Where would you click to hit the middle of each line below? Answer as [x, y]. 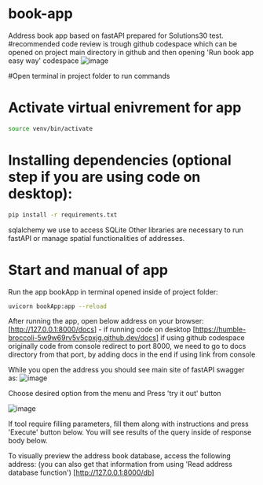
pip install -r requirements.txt [63, 215]
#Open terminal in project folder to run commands [89, 76]
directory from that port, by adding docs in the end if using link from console [132, 354]
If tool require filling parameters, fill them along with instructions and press [128, 424]
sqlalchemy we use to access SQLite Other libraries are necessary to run [126, 230]
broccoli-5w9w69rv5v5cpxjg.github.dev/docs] [84, 338]
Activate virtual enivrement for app [125, 108]
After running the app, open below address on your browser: [106, 321]
